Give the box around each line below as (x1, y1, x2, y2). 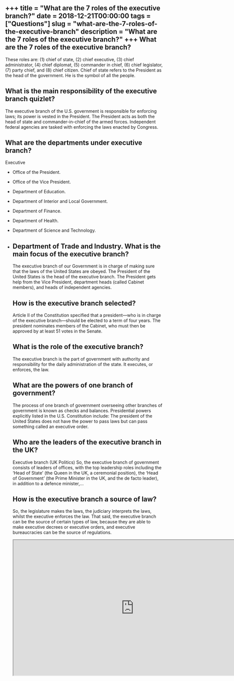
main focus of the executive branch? (12, 250, 129, 258)
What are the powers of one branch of (12, 381, 133, 390)
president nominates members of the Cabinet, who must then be (12, 323, 146, 329)
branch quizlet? (5, 95, 55, 103)
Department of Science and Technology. (12, 227, 96, 233)
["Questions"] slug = (5, 20, 71, 28)
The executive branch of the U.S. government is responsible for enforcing (5, 108, 157, 114)
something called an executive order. (12, 423, 89, 430)
